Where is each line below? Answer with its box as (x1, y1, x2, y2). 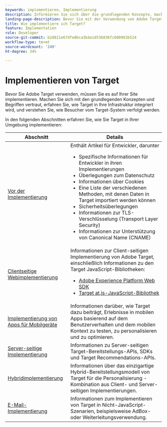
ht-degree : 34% (5, 49, 37, 54)
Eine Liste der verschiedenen (79, 185, 147, 192)
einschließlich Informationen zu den (70, 260, 154, 267)
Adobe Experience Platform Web (79, 277, 155, 284)
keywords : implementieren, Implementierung (5, 7, 97, 12)
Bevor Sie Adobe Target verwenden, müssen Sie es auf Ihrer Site (5, 91, 138, 97)
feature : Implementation (5, 26, 57, 31)
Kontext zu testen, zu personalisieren (70, 327, 157, 334)
